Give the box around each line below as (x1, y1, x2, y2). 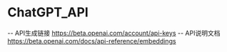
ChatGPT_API (7, 4, 89, 21)
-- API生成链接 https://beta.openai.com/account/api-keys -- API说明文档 (7, 28, 221, 37)
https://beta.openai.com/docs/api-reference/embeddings (7, 36, 176, 45)
